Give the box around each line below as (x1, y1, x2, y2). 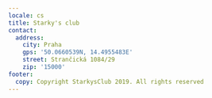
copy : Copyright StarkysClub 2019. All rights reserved (15, 77, 204, 85)
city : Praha (22, 41, 62, 49)
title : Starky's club (8, 19, 80, 27)
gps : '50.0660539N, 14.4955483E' (22, 48, 133, 56)
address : (15, 33, 44, 42)
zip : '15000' (22, 63, 66, 71)
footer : (8, 70, 34, 78)
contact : (8, 26, 37, 34)
